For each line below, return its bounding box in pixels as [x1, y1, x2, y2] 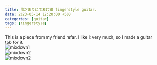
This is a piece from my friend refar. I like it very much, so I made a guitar [5, 34, 153, 40]
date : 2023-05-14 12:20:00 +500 [5, 12, 71, 17]
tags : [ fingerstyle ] [5, 21, 47, 26]
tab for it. [5, 40, 23, 45]
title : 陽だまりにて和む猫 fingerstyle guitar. [5, 7, 97, 12]
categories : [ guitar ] [5, 16, 49, 21]
